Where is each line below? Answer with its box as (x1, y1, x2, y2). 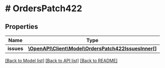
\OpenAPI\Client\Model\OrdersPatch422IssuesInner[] (27, 45, 157, 52)
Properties (5, 23, 38, 31)
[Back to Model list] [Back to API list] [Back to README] (5, 58, 118, 64)
